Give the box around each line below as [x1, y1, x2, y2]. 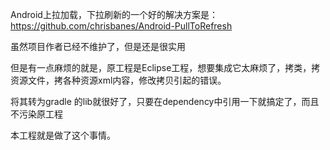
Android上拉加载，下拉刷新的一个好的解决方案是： [10, 9, 218, 20]
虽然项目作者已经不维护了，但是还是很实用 [10, 41, 186, 52]
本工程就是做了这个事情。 [10, 129, 116, 141]
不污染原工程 [10, 108, 63, 120]
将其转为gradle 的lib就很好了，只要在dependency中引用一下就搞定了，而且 [10, 96, 320, 107]
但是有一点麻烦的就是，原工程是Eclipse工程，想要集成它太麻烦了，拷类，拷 [10, 62, 321, 73]
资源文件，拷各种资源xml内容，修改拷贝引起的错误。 [10, 74, 227, 86]
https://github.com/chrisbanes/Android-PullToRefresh [10, 20, 233, 32]
